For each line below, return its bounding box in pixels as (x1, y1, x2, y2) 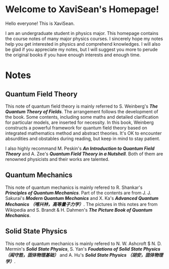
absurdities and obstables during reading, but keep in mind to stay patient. (5, 136, 160, 142)
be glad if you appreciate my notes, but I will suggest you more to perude (5, 46, 158, 52)
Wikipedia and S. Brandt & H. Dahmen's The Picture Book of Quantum (5, 207, 153, 213)
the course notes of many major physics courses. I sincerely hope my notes (5, 36, 163, 42)
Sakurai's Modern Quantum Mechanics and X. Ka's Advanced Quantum (5, 195, 159, 201)
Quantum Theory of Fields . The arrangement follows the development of (5, 108, 158, 115)
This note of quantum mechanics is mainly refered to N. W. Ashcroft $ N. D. (5, 240, 162, 247)
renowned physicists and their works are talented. (5, 156, 110, 162)
